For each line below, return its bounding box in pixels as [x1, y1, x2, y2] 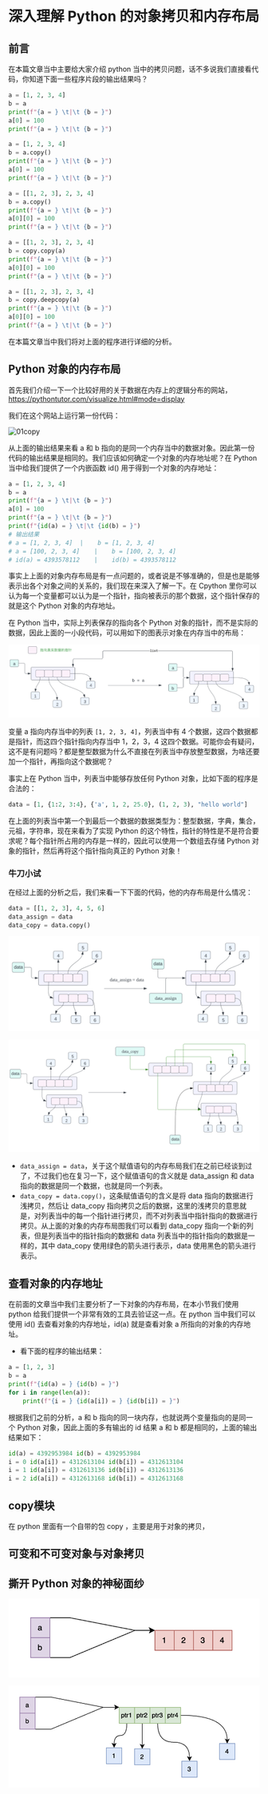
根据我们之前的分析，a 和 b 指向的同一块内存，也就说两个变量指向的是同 [8, 1412, 246, 1422]
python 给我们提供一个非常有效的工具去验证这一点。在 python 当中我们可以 [8, 1309, 256, 1319]
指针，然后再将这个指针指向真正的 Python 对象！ [22, 846, 183, 855]
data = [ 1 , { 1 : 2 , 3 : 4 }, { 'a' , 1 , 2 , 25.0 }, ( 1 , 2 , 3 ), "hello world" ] [8, 800, 248, 809]
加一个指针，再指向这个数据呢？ [8, 756, 113, 767]
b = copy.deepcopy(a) [8, 296, 81, 304]
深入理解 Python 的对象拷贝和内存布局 [8, 7, 260, 26]
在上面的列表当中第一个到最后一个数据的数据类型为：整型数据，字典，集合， [8, 816, 260, 826]
